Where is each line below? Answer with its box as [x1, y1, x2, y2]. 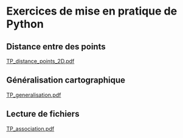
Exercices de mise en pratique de [6, 4, 178, 18]
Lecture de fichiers [6, 109, 80, 119]
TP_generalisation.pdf [6, 91, 61, 98]
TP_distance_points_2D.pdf [6, 58, 75, 64]
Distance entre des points [6, 41, 106, 52]
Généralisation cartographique [6, 75, 126, 86]
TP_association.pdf [6, 125, 55, 132]
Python [6, 17, 44, 31]
